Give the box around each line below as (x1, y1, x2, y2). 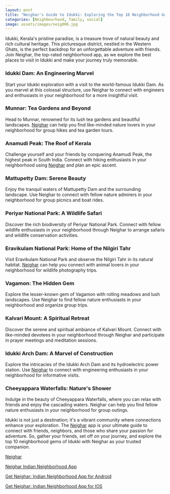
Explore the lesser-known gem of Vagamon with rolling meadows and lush (5, 291, 160, 298)
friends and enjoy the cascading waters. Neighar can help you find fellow (5, 402, 158, 408)
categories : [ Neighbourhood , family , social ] (5, 17, 103, 22)
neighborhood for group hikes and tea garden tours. (5, 127, 114, 133)
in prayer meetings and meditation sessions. (5, 337, 98, 343)
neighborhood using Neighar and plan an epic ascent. (5, 162, 117, 168)
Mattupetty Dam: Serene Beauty (5, 175, 87, 182)
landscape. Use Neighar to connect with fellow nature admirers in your (5, 191, 153, 198)
